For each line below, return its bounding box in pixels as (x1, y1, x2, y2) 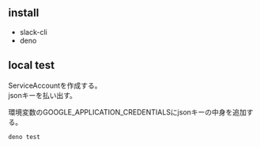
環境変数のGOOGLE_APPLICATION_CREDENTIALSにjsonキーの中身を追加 (8, 107, 247, 117)
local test (8, 58, 55, 72)
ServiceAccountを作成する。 (8, 81, 102, 90)
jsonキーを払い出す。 (8, 90, 77, 100)
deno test (8, 133, 41, 141)
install (8, 6, 40, 20)
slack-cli (19, 27, 47, 36)
